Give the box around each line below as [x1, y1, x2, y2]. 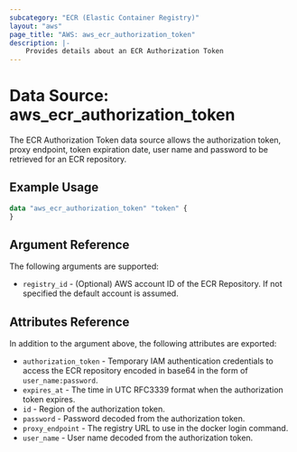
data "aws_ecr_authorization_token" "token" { [9, 204, 188, 213]
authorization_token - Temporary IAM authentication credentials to [22, 355, 274, 366]
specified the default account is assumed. [22, 288, 179, 299]
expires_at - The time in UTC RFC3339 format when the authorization [22, 384, 284, 395]
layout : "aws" [9, 22, 63, 31]
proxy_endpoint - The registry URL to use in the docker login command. [22, 423, 289, 434]
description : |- [9, 38, 70, 48]
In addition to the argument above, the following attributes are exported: [9, 338, 277, 349]
